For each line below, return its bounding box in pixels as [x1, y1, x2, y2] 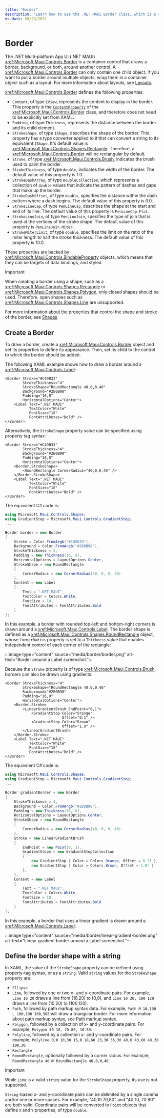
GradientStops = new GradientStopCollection [22, 849, 115, 854]
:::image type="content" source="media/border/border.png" [5, 652, 126, 657]
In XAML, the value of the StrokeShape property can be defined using [5, 965, 144, 971]
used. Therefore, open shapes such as [5, 294, 83, 300]
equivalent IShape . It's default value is [12, 140, 88, 146]
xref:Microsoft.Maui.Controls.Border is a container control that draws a [5, 59, 147, 65]
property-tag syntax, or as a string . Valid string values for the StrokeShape [5, 970, 156, 976]
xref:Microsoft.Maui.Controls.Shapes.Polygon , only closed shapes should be [5, 289, 159, 295]
